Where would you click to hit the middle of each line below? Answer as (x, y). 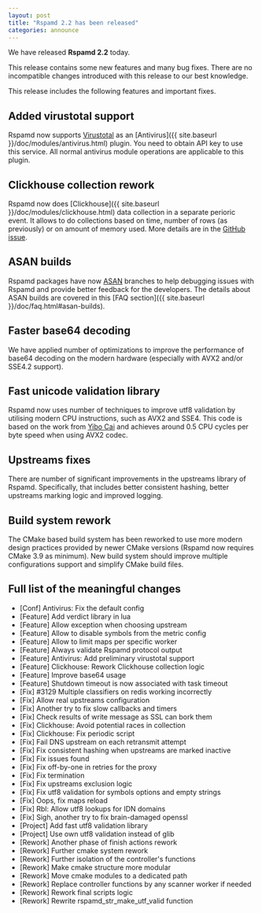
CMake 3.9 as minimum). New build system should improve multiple (118, 556)
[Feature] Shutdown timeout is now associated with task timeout (124, 683)
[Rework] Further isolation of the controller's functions (107, 859)
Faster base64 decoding (70, 331)
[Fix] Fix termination (52, 775)
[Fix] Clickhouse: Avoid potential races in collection (103, 725)
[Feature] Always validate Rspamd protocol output (101, 649)
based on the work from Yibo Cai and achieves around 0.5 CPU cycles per (129, 427)
